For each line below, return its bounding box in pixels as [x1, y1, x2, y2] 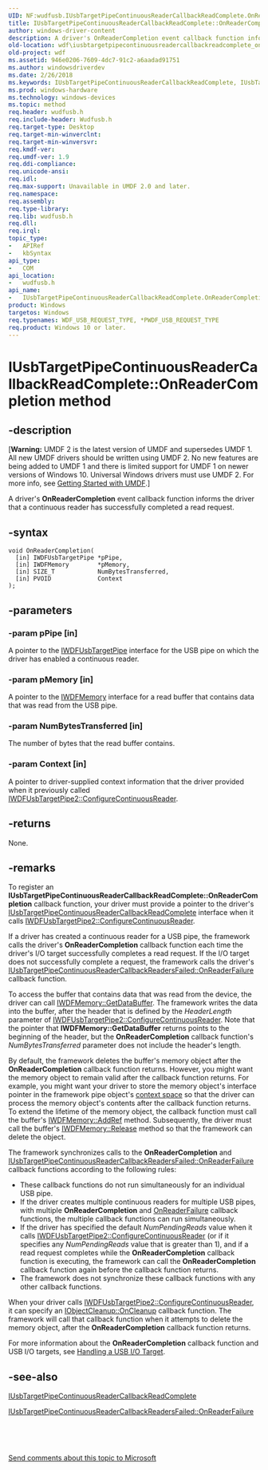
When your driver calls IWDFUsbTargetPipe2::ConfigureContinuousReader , [8, 1298, 254, 1307]
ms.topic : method [8, 101, 66, 109]
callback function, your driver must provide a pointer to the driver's [33, 899, 254, 909]
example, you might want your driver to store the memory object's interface [8, 1081, 257, 1091]
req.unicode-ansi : [8, 168, 69, 176]
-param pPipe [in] [8, 628, 78, 639]
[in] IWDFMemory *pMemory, [15, 561, 130, 569]
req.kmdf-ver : [8, 145, 56, 153]
